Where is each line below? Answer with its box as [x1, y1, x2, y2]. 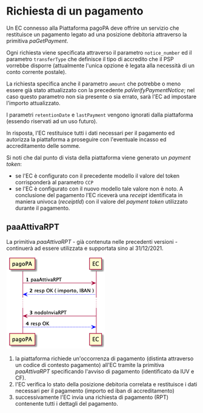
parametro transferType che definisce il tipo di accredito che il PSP [6, 55, 175, 62]
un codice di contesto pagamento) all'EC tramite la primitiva [15, 361, 165, 368]
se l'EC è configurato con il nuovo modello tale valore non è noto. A [15, 185, 184, 192]
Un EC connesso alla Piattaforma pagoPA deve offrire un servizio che [6, 24, 179, 32]
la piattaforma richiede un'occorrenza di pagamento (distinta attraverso [15, 355, 194, 362]
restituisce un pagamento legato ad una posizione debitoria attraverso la [6, 30, 187, 38]
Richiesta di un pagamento [6, 4, 144, 18]
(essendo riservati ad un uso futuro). [6, 117, 98, 125]
